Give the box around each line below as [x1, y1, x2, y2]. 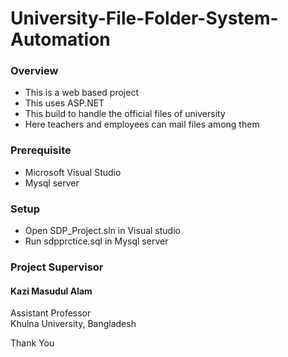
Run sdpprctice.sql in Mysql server [24, 235, 169, 247]
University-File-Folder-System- [10, 7, 279, 30]
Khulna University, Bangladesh [10, 318, 137, 330]
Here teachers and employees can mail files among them [24, 118, 260, 131]
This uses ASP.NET [24, 97, 105, 109]
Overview [10, 64, 59, 78]
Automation [10, 28, 111, 51]
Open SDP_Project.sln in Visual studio [24, 225, 181, 237]
